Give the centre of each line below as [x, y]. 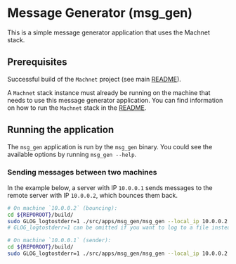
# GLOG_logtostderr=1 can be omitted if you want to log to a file [108, 228]
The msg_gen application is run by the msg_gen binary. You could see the [110, 146]
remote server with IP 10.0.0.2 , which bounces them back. [92, 195]
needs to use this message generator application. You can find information [115, 100]
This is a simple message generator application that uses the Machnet [109, 32]
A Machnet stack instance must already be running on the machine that [109, 92]
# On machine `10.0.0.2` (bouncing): [63, 208]
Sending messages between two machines [82, 172]
